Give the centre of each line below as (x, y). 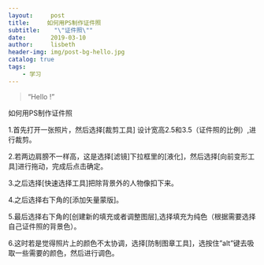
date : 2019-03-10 (47, 37)
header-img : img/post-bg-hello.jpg (67, 52)
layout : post (37, 15)
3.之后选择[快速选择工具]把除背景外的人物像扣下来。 (93, 183)
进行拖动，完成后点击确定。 (63, 166)
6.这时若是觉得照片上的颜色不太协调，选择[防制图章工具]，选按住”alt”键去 (128, 243)
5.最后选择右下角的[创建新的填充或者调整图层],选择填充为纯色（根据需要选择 (132, 216)
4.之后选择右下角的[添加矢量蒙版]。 (66, 200)
